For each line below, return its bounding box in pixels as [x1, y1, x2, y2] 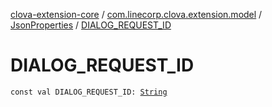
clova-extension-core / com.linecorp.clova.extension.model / [10, 9, 263, 20]
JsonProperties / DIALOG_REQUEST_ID [10, 19, 172, 31]
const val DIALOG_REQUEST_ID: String [10, 87, 168, 97]
